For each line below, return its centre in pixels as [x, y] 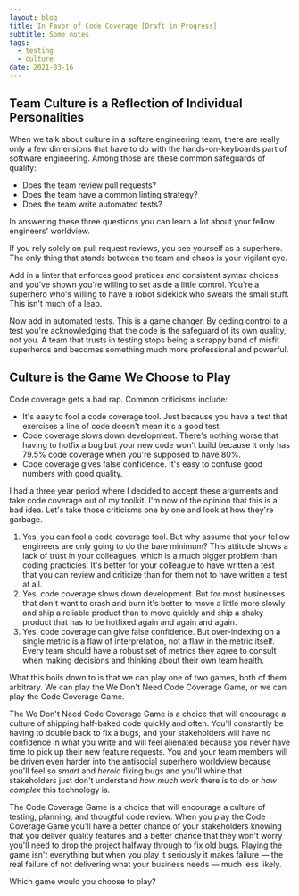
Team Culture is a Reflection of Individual [126, 104]
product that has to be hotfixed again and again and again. [129, 621]
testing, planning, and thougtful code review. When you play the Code [137, 816]
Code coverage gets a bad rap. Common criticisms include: [119, 399]
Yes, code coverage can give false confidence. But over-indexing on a [151, 631]
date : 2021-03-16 [42, 68]
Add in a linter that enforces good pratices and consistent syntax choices [144, 275]
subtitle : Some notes [50, 34]
